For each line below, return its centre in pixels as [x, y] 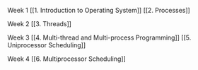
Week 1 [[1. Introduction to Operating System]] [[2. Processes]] [99, 10]
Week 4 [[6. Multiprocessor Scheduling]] [66, 59]
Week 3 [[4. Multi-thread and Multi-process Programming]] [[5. [99, 37]
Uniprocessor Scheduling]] [47, 45]
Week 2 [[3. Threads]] [40, 24]
